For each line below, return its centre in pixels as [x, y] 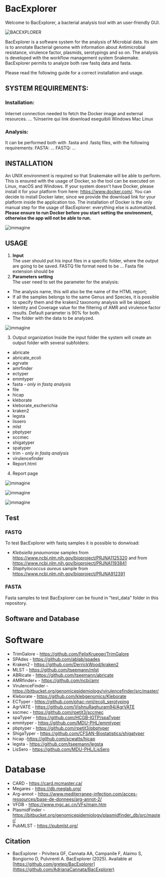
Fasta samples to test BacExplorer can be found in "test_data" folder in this [82, 598]
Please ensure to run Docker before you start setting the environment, [79, 213]
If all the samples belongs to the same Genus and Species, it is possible [85, 297]
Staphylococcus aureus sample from [50, 569]
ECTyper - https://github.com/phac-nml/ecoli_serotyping [71, 701]
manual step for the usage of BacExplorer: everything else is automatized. [81, 207]
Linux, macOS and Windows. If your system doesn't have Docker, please [80, 186]
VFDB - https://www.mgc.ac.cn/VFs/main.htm [59, 804]
